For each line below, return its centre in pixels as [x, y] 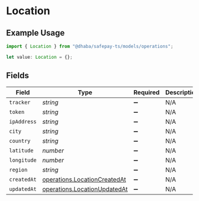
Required [147, 92]
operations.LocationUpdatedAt [85, 189]
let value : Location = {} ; [39, 57]
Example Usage [36, 33]
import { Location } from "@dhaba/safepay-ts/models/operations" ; [90, 46]
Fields [18, 76]
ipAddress [23, 122]
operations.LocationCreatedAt [84, 179]
